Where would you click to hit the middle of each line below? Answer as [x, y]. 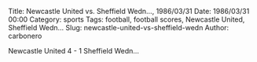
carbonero [25, 36]
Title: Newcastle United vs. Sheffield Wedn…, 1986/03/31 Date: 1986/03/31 [129, 11]
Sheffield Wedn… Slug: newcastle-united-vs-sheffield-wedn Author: [119, 28]
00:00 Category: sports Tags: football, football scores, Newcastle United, [127, 19]
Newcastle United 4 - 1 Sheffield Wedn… [74, 51]
